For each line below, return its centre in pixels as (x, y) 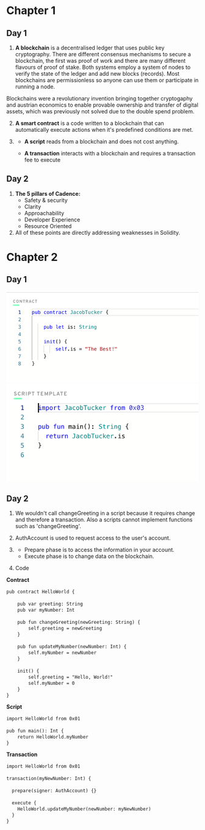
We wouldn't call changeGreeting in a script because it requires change (105, 513)
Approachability (44, 213)
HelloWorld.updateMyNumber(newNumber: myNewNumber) (84, 809)
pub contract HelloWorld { (41, 592)
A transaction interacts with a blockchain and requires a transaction (110, 153)
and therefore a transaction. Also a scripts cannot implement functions (104, 520)
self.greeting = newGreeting (65, 628)
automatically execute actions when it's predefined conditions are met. (104, 130)
